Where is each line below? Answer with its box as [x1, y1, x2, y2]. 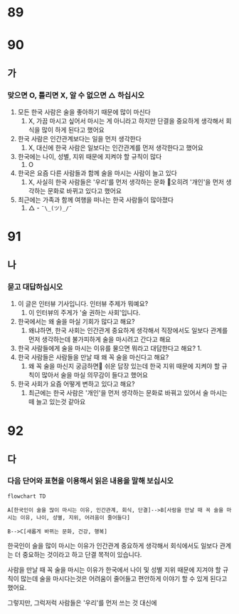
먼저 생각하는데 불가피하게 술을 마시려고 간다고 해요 [28, 334, 171, 343]
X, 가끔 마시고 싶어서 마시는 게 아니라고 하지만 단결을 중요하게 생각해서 [28, 117, 224, 126]
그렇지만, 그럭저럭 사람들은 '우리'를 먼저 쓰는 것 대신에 [7, 598, 158, 607]
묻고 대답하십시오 [7, 282, 63, 292]
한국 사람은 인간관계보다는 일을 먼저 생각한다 [17, 135, 142, 143]
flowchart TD [7, 493, 46, 500]
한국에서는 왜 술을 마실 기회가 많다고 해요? [17, 317, 135, 325]
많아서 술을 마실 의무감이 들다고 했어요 [41, 370, 148, 379]
